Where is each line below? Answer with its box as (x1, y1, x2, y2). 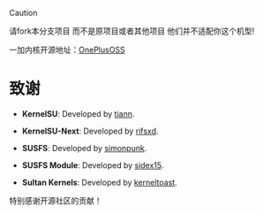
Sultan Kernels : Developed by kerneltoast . (21, 177, 178, 187)
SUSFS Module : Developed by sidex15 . (21, 159, 164, 171)
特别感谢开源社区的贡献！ (9, 195, 102, 206)
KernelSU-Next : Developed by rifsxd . (21, 126, 159, 136)
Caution (9, 8, 38, 18)
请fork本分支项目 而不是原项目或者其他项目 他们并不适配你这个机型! (9, 26, 255, 36)
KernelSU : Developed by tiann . (21, 108, 135, 118)
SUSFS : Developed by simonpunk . (21, 142, 147, 153)
